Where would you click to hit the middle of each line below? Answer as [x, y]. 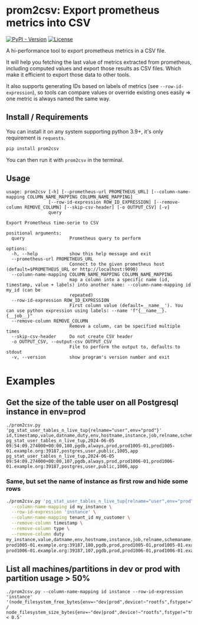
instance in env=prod [46, 412]
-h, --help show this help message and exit [81, 254]
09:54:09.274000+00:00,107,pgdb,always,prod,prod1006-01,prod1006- [91, 461]
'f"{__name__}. [148, 311]
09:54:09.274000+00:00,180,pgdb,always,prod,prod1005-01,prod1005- [91, 446]
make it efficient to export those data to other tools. [68, 74]
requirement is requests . [36, 138]
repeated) [81, 295]
